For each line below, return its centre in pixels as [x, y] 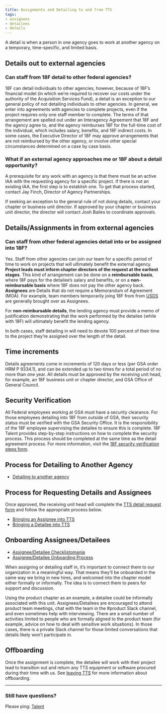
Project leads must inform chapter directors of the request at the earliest [82, 269]
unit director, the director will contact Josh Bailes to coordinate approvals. [81, 212]
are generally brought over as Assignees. [47, 301]
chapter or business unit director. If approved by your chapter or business [81, 207]
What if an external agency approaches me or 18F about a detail [83, 159]
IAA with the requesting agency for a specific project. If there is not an [77, 181]
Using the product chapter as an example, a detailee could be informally [79, 598]
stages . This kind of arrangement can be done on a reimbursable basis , [80, 275]
